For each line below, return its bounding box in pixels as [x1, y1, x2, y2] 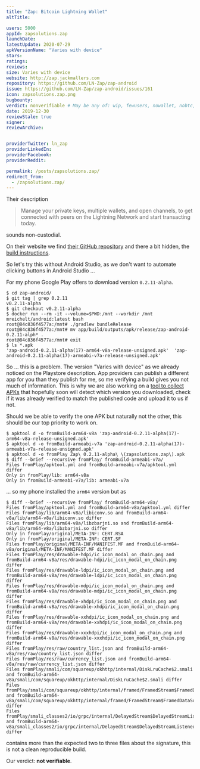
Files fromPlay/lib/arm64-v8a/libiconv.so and [6, 510, 124, 516]
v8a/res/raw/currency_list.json [6, 661, 86, 668]
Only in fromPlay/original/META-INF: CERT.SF [6, 536, 121, 542]
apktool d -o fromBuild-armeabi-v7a [11, 441, 102, 447]
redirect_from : [6, 173, 44, 179]
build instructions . [6, 249, 51, 256]
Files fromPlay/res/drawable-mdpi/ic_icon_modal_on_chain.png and [6, 583, 174, 589]
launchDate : [6, 36, 36, 42]
